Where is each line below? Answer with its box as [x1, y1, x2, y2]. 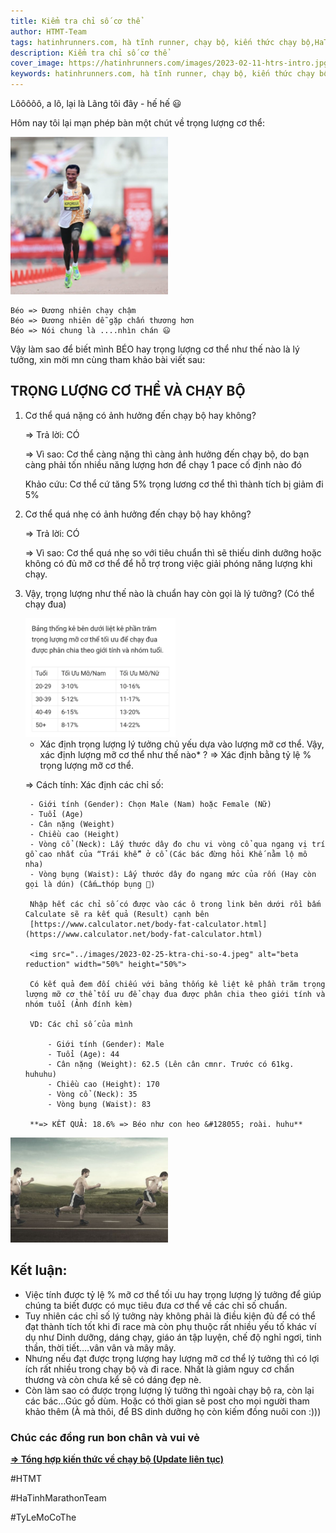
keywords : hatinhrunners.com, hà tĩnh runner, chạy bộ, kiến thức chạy [10, 69, 315, 79]
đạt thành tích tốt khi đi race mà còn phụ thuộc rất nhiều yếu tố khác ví [24, 1320, 317, 1332]
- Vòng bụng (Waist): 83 [47, 1099, 152, 1109]
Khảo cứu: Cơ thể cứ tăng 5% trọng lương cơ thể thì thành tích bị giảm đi [24, 478, 324, 490]
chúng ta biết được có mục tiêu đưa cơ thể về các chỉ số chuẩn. [24, 1299, 288, 1311]
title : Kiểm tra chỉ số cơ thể [10, 16, 141, 26]
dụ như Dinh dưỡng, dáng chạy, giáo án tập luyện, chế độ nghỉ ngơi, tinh [24, 1331, 322, 1343]
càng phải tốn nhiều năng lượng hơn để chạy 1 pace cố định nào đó [24, 458, 302, 470]
